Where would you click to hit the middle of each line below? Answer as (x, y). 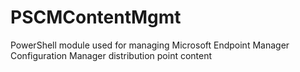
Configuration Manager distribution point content (111, 55)
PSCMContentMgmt (96, 17)
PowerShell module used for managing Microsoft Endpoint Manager (150, 45)
